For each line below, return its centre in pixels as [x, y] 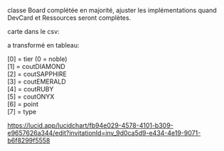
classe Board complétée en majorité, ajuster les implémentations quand [112, 10]
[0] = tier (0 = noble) [37, 59]
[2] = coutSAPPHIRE [37, 74]
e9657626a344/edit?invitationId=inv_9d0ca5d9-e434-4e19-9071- [104, 133]
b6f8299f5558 [29, 140]
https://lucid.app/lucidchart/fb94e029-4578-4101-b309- [91, 125]
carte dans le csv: [33, 32]
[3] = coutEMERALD [37, 82]
